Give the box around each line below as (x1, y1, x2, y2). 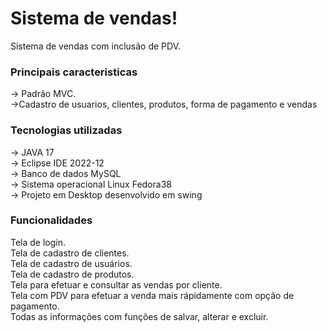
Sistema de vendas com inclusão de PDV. (10, 40, 181, 52)
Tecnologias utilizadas (10, 123, 123, 137)
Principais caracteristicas (10, 65, 138, 79)
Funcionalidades (10, 213, 93, 227)
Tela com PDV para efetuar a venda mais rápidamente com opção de (10, 289, 295, 301)
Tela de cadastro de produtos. (10, 268, 135, 280)
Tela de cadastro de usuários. (10, 257, 133, 269)
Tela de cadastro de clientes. (10, 247, 130, 259)
